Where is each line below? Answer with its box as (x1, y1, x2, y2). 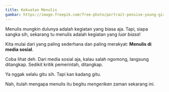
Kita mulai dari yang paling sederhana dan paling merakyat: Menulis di (5, 41, 152, 47)
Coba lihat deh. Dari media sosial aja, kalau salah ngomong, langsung (5, 56, 149, 62)
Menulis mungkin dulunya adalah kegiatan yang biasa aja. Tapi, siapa (5, 26, 148, 32)
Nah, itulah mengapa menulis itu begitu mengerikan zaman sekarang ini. (5, 81, 155, 87)
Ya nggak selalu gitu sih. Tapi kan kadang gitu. (5, 71, 102, 77)
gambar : (5, 12, 22, 17)
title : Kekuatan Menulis (5, 7, 57, 13)
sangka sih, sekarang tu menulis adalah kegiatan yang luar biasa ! (5, 31, 141, 37)
